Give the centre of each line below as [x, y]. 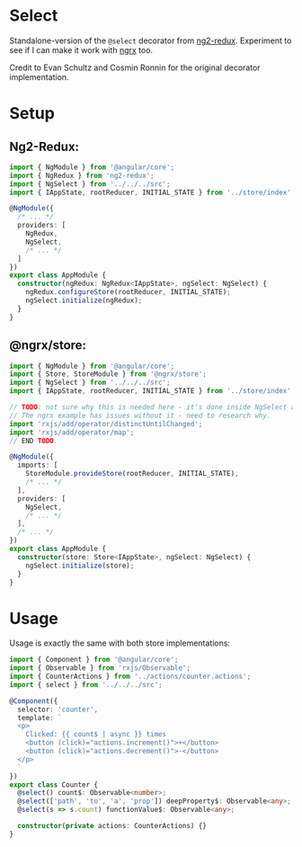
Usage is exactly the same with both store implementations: [120, 643]
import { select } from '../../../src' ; [86, 684]
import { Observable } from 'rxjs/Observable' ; [100, 668]
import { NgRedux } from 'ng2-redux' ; [82, 175]
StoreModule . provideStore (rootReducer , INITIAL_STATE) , [133, 474]
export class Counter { [54, 785]
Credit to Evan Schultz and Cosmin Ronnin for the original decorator [135, 67]
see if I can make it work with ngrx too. [81, 49]
